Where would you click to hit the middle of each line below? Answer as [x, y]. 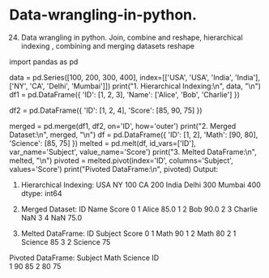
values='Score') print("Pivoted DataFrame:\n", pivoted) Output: [114, 169]
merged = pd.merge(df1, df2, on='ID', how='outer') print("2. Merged [123, 126]
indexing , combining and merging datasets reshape [108, 45]
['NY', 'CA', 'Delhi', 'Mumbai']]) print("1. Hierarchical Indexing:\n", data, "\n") [135, 86]
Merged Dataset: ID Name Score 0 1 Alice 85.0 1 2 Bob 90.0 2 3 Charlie [139, 209]
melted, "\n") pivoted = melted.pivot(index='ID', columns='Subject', [121, 160]
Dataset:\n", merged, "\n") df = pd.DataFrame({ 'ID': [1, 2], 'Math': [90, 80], [134, 135]
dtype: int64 [41, 193]
